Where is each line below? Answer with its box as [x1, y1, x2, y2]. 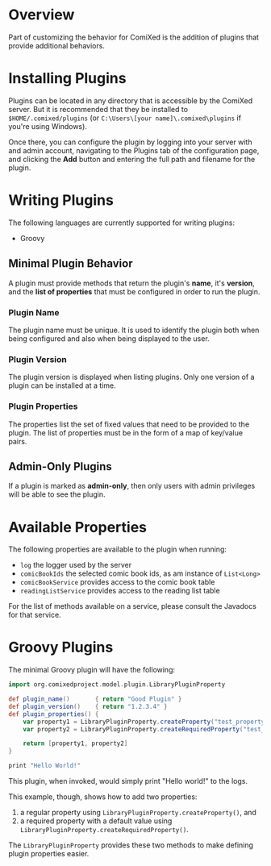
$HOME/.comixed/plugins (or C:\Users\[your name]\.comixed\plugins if [8, 113, 242, 123]
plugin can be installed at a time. [8, 381, 116, 390]
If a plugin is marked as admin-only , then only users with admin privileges [8, 481, 256, 491]
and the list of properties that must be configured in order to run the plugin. [8, 286, 261, 296]
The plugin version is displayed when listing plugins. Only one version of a [8, 373, 255, 382]
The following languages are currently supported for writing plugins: [8, 218, 236, 227]
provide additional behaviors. [8, 40, 105, 50]
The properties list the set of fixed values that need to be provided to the [8, 419, 250, 429]
